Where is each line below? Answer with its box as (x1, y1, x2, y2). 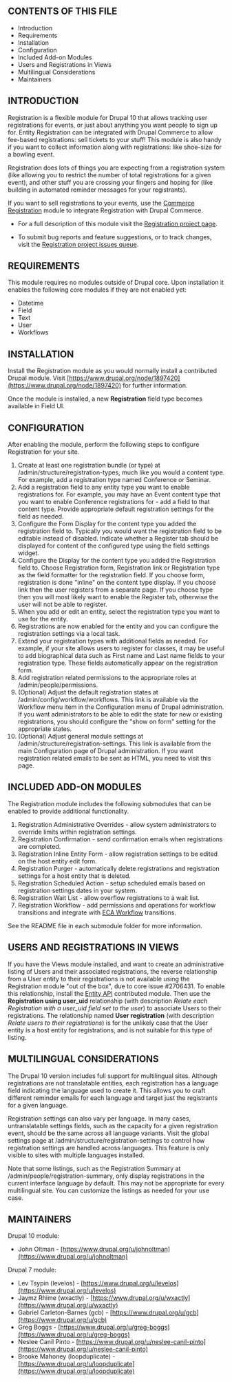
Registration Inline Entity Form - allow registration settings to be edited (17, 850, 218, 858)
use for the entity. (17, 615, 68, 623)
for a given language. (8, 1101, 68, 1109)
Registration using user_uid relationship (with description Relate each (8, 997, 208, 1005)
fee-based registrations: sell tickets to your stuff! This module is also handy (8, 135, 222, 143)
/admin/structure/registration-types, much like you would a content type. (17, 468, 225, 477)
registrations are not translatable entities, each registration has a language (8, 1079, 219, 1087)
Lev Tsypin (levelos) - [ (17, 1279, 83, 1288)
